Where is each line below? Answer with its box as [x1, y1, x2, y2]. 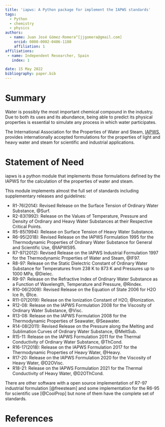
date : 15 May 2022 [5, 67, 43, 72]
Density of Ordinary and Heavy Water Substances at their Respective [12, 218, 153, 224]
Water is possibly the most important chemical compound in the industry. [5, 109, 154, 115]
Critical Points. [12, 223, 42, 230]
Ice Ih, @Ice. [12, 292, 38, 298]
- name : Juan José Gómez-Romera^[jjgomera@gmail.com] [9, 35, 122, 40]
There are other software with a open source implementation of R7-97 [5, 380, 147, 386]
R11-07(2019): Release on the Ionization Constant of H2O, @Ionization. [12, 297, 155, 303]
